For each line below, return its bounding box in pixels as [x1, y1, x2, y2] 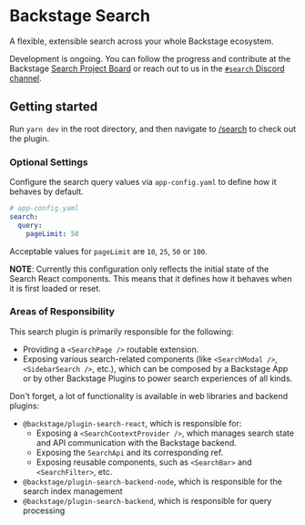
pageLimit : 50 [25, 229, 79, 238]
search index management [22, 485, 123, 497]
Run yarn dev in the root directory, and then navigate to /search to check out [9, 123, 297, 134]
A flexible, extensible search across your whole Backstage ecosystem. [9, 36, 274, 46]
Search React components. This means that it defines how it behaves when [9, 273, 292, 283]
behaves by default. [9, 186, 84, 197]
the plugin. [9, 133, 50, 144]
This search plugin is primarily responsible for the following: [9, 325, 234, 337]
